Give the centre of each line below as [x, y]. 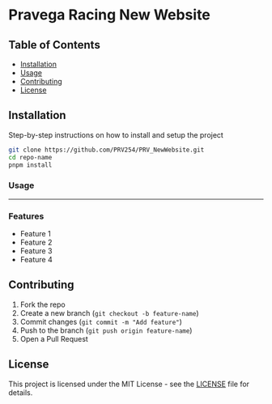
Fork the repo [43, 304]
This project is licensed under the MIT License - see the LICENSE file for [129, 384]
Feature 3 [36, 251]
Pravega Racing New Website [109, 15]
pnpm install [30, 165]
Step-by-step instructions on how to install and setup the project [116, 134]
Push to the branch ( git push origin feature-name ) [106, 330]
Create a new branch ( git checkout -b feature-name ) [109, 313]
